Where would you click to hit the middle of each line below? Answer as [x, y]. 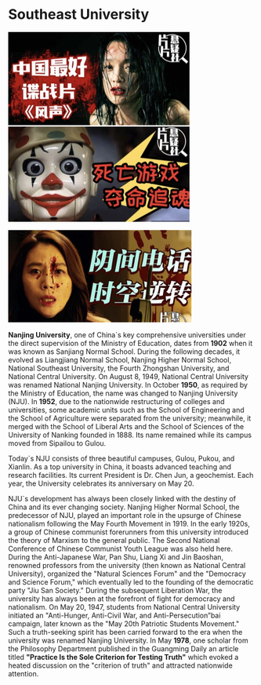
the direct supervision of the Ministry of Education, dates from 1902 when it [130, 343]
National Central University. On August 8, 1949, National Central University [129, 376]
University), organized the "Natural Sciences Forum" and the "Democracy [127, 574]
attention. [24, 673]
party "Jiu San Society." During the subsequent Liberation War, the [115, 590]
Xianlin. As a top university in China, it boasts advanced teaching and [120, 466]
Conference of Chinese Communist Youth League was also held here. [121, 548]
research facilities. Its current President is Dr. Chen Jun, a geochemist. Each [131, 475]
